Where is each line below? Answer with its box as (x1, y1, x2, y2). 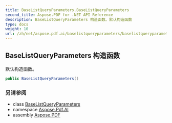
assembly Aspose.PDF (12, 112, 60, 118)
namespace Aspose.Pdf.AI (12, 106, 69, 112)
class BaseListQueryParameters (12, 101, 80, 107)
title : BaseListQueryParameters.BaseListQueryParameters (5, 7, 130, 13)
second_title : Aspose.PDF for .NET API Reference (5, 12, 114, 17)
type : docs (5, 21, 29, 27)
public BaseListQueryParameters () (5, 76, 79, 81)
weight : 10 (5, 27, 29, 32)
